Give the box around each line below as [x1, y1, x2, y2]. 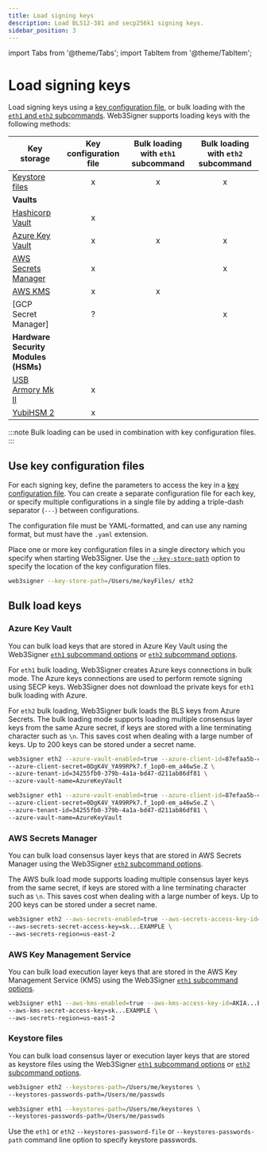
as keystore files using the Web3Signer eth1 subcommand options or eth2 [8, 1059, 250, 1068]
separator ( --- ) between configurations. [8, 506, 140, 516]
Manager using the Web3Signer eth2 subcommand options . [8, 858, 203, 868]
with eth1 [140, 148, 176, 159]
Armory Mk [12, 384, 54, 395]
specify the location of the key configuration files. [8, 562, 171, 571]
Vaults [12, 194, 37, 205]
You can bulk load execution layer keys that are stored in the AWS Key [8, 967, 238, 976]
